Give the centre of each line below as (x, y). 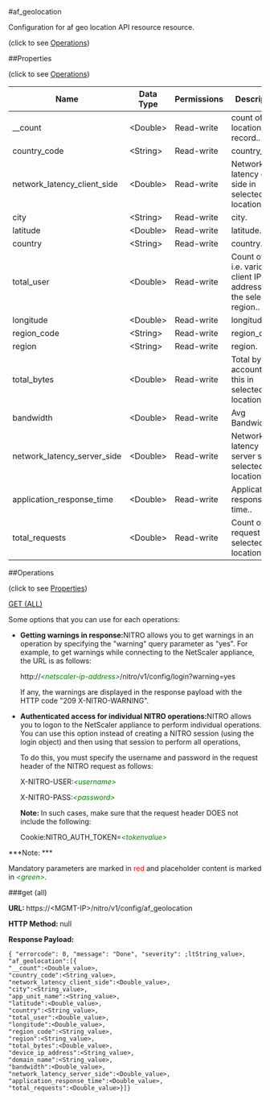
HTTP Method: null (40, 924)
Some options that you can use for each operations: (94, 619)
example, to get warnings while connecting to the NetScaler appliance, (137, 652)
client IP (246, 277)
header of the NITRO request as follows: (86, 766)
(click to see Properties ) (48, 588)
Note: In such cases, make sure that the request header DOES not (129, 813)
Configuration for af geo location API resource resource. (102, 27)
